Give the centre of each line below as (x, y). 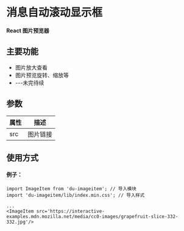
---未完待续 (30, 82)
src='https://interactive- (70, 211)
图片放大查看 (31, 67)
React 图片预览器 (28, 30)
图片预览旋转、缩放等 (42, 75)
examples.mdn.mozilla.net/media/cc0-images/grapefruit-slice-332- (92, 217)
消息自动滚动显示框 (55, 12)
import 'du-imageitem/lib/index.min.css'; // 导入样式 (76, 196)
